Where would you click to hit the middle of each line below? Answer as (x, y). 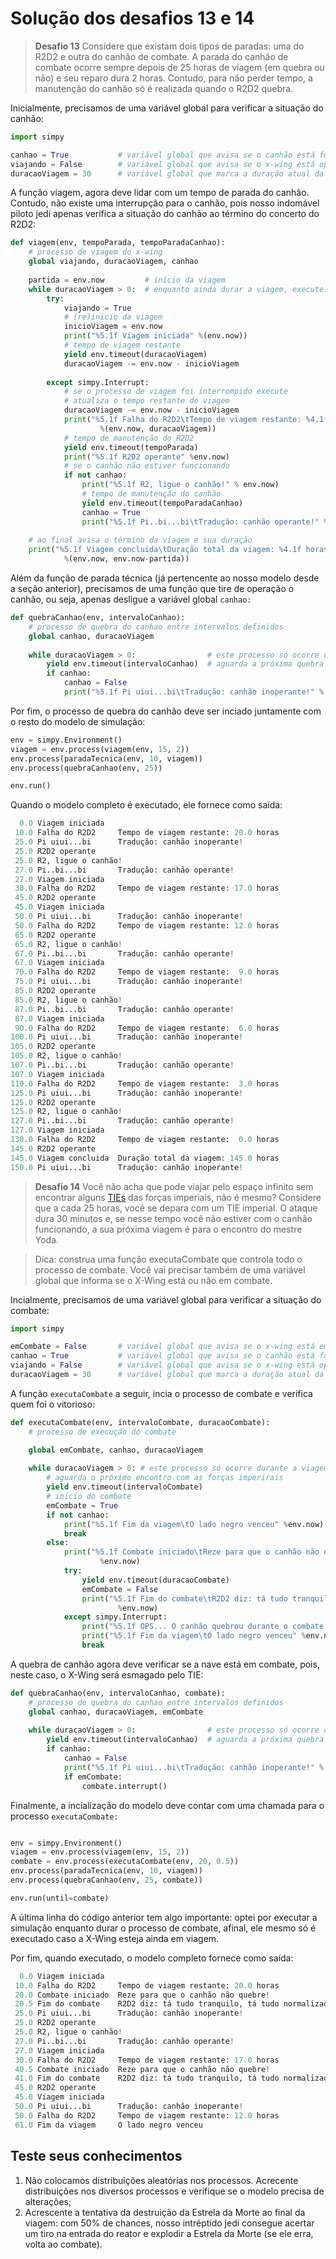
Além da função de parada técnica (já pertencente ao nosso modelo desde (165, 578)
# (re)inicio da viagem (113, 317)
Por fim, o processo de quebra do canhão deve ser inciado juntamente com (166, 711)
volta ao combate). (63, 2244)
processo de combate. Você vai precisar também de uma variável (170, 1269)
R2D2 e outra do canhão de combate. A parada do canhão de (161, 56)
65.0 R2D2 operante (55, 935)
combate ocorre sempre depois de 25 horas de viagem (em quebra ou (179, 67)
